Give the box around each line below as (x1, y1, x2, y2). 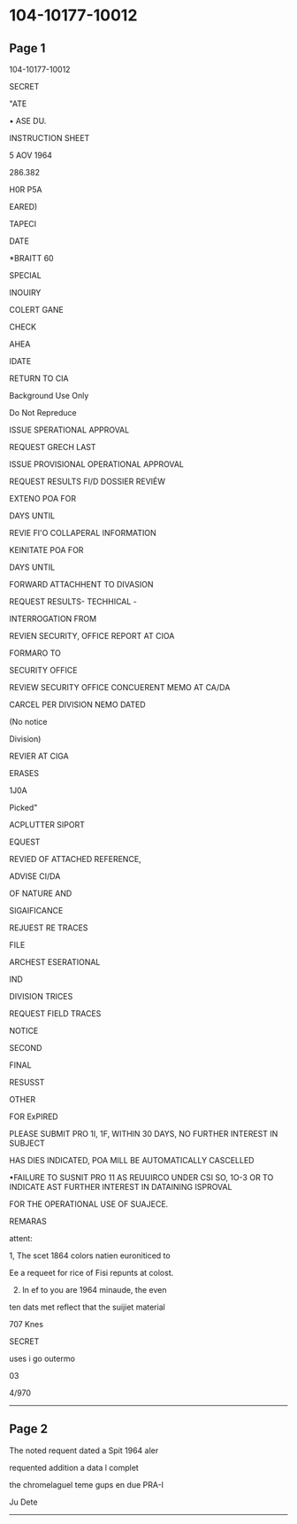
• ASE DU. (9, 116, 47, 126)
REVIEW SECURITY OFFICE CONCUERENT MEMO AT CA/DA (9, 682, 231, 692)
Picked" (9, 803, 38, 813)
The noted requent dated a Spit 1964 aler (9, 1445, 159, 1456)
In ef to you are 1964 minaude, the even (21, 1285, 167, 1295)
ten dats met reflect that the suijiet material (9, 1302, 165, 1312)
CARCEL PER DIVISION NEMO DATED (9, 699, 146, 710)
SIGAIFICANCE (9, 906, 64, 915)
